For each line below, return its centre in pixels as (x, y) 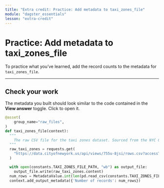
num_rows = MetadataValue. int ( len (44, 176)
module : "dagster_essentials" (36, 14)
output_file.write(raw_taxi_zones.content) (59, 171)
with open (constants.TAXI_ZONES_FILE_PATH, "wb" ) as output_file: (78, 167)
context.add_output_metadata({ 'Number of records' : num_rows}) (75, 181)
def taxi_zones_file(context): (37, 131)
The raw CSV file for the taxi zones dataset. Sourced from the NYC (85, 140)
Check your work (32, 91)
